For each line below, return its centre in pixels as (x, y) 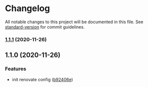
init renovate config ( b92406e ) (42, 79)
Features (16, 69)
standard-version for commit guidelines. (45, 27)
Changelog (27, 8)
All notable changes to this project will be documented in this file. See (74, 22)
